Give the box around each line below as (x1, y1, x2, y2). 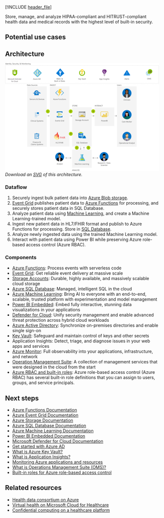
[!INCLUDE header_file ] (5, 4, 52, 10)
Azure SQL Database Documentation (12, 423, 86, 429)
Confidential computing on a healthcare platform (12, 507, 110, 513)
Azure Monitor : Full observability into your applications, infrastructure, (12, 348, 153, 355)
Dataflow (5, 183, 27, 190)
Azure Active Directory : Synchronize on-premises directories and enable (12, 322, 159, 328)
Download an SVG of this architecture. (5, 171, 83, 177)
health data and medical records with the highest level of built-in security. (5, 19, 153, 25)
